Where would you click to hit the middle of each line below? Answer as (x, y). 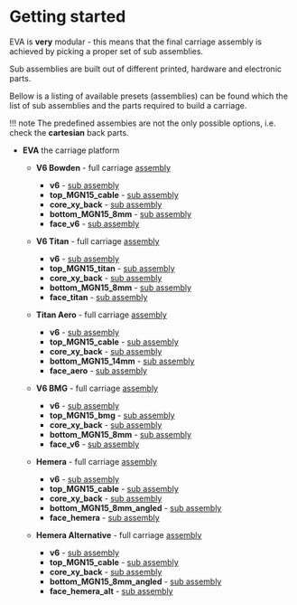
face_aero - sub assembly (98, 370)
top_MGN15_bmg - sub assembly (112, 415)
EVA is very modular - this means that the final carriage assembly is (135, 42)
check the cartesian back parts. (69, 132)
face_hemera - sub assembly (104, 517)
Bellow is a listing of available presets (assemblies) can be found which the (149, 96)
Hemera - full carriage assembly (97, 461)
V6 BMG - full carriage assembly (97, 388)
